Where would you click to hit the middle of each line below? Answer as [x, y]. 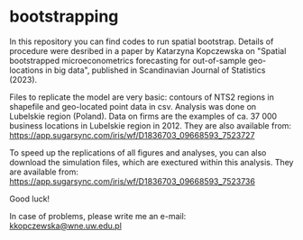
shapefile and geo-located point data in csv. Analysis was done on [133, 106]
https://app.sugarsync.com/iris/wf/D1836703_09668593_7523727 [132, 135]
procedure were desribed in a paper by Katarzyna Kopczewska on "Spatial [148, 50]
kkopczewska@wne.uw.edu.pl [65, 226]
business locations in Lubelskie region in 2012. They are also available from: [150, 125]
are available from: [44, 172]
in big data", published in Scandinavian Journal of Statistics [155, 70]
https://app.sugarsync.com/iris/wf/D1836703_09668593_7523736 [132, 181]
